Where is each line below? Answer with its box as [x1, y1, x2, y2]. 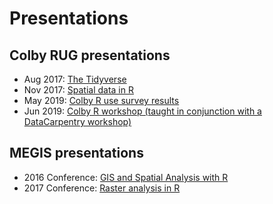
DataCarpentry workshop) [23, 116, 132, 127]
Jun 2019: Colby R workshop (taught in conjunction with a [23, 105, 262, 117]
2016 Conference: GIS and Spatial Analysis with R [23, 171, 229, 183]
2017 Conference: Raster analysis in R [23, 182, 181, 194]
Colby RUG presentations [9, 47, 171, 64]
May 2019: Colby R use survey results [23, 95, 180, 106]
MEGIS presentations [9, 145, 144, 162]
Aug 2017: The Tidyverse [23, 73, 127, 85]
